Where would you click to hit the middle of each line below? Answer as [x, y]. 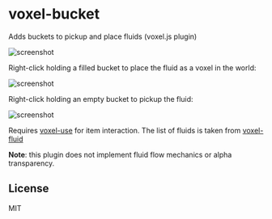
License [29, 189]
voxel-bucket [54, 14]
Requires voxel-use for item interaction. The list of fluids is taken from [125, 130]
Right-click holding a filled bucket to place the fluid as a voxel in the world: [132, 67]
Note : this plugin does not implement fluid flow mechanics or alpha [120, 154]
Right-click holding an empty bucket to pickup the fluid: [101, 99]
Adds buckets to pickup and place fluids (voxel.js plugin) [103, 36]
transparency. [32, 163]
